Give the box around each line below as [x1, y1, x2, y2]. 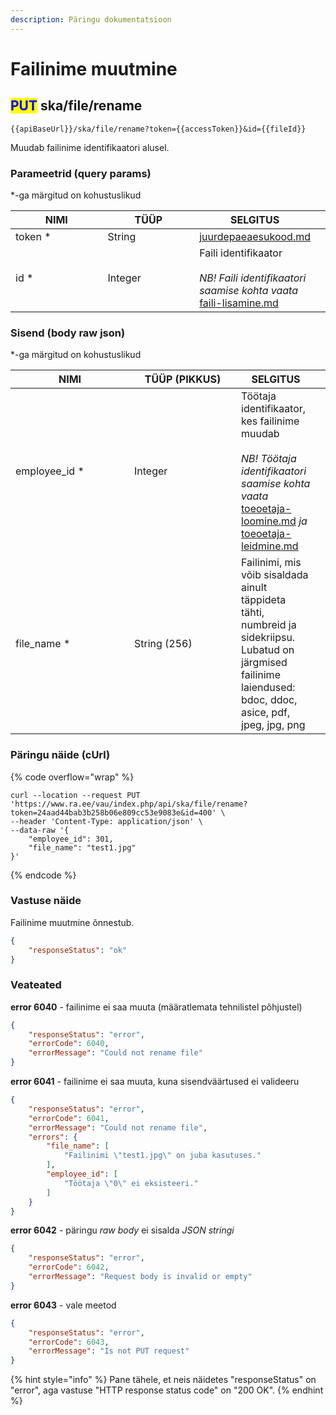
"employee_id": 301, [28, 834, 114, 844]
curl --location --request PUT [10, 790, 141, 800]
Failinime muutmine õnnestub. [10, 916, 135, 928]
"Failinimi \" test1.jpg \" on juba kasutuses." [63, 1151, 262, 1161]
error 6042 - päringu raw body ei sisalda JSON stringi [10, 1224, 235, 1236]
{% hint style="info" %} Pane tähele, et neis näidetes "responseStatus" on [10, 1374, 317, 1386]
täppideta [241, 593, 287, 607]
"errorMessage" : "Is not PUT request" [28, 1346, 190, 1356]
